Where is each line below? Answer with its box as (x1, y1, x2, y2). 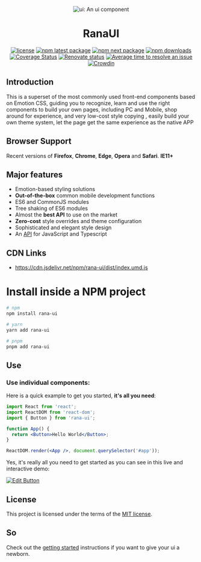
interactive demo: (6, 465, 50, 473)
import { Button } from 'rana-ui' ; (6, 415, 96, 421)
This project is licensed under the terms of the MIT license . (6, 510, 152, 517)
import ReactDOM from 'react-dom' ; (6, 409, 96, 415)
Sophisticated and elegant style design (14, 224, 112, 232)
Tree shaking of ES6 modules (14, 205, 88, 212)
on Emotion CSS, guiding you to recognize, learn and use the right (6, 99, 170, 107)
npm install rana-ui (6, 311, 58, 317)
